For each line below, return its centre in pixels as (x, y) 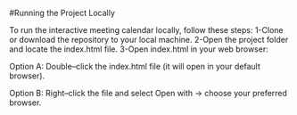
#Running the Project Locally (62, 13)
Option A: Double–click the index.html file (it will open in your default (135, 66)
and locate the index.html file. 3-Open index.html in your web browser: (139, 49)
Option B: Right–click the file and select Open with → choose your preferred (148, 93)
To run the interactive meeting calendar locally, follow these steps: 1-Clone (146, 30)
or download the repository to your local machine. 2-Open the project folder (149, 40)
